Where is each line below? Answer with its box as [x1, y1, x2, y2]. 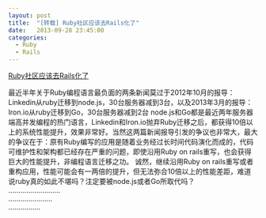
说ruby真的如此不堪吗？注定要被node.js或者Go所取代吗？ [8, 177, 196, 186]
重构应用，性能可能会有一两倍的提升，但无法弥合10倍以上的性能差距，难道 [8, 167, 252, 176]
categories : [8, 33, 47, 42]
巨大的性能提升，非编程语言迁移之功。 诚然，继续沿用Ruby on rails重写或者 [8, 157, 254, 166]
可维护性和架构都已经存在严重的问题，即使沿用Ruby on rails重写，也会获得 [8, 147, 252, 156]
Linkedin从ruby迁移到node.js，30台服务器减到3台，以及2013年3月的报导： [8, 98, 253, 107]
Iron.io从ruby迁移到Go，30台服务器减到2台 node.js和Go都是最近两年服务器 [8, 107, 253, 117]
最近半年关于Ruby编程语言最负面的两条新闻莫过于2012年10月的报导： [8, 88, 235, 97]
